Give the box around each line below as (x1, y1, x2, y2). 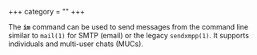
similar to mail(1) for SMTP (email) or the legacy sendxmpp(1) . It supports (8, 31, 250, 40)
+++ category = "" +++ (8, 7, 86, 16)
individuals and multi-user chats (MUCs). (8, 39, 144, 49)
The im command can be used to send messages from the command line (8, 22, 249, 31)
